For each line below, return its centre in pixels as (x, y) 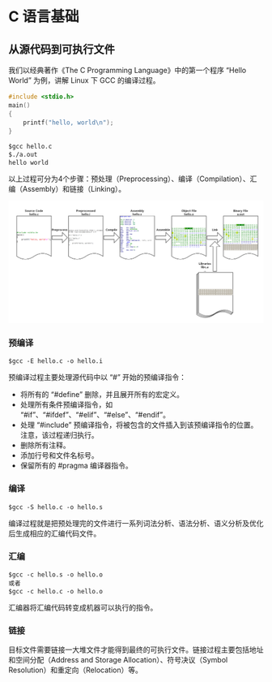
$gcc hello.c (30, 147)
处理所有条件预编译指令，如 (66, 405)
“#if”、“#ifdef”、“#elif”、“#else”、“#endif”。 (95, 415)
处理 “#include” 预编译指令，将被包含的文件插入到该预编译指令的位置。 (139, 425)
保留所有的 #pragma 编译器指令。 (76, 466)
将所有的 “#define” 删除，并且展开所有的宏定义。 (102, 395)
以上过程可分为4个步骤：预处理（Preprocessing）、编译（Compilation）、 (130, 179)
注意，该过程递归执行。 (59, 435)
